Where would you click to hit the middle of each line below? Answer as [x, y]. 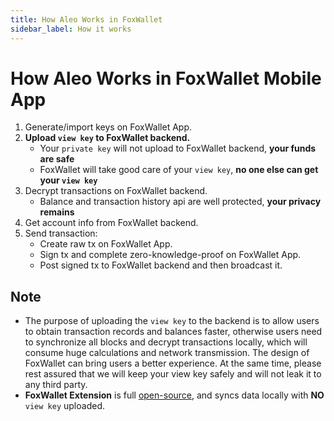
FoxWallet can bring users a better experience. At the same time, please [173, 363]
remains [57, 212]
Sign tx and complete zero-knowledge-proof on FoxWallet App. [170, 255]
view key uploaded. [64, 406]
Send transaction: [61, 233]
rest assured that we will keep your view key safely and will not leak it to [173, 374]
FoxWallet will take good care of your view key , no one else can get [179, 170]
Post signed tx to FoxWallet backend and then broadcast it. [161, 265]
